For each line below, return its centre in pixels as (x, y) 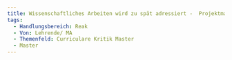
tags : (15, 20)
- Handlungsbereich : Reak (51, 26)
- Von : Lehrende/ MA (43, 33)
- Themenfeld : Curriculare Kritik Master (74, 39)
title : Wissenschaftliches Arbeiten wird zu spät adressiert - (100, 13)
